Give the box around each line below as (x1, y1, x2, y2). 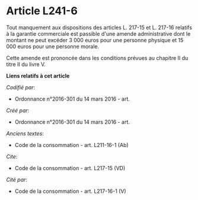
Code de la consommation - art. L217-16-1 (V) (14, 187, 126, 195)
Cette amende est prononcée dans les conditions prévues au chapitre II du (6, 54, 189, 61)
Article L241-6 (6, 4, 78, 18)
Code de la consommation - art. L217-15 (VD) (14, 164, 126, 171)
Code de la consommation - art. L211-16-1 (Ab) (14, 141, 129, 148)
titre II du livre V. (6, 61, 46, 68)
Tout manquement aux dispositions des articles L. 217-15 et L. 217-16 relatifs (6, 24, 193, 31)
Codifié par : (6, 83, 36, 90)
